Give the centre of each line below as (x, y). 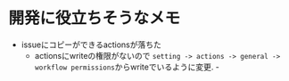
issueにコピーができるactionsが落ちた (91, 45)
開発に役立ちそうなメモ (95, 18)
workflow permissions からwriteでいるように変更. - (127, 67)
